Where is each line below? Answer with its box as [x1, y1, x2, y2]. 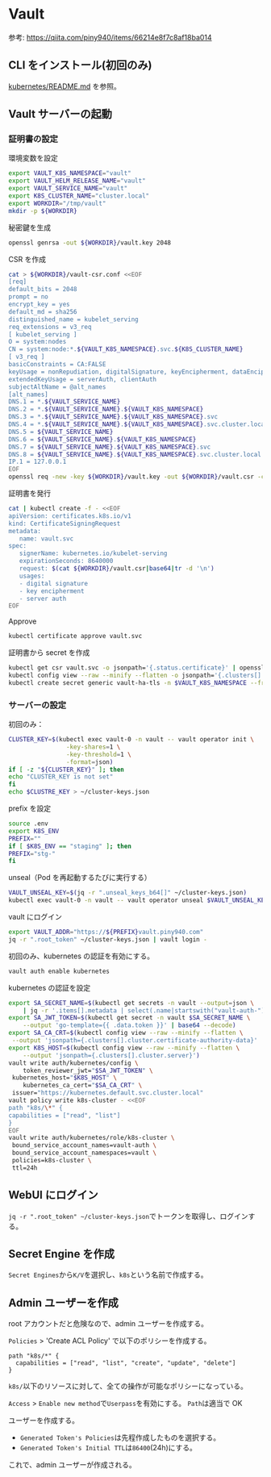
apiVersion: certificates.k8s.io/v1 [8, 511, 131, 520]
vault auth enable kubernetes [8, 967, 110, 975]
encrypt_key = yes [8, 300, 70, 309]
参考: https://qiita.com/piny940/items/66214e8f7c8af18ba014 [8, 32, 212, 42]
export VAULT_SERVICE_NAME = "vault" [8, 185, 128, 193]
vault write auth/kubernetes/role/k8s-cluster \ [8, 1134, 175, 1142]
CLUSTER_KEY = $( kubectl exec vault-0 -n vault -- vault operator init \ [8, 736, 254, 744]
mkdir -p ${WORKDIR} [8, 207, 78, 215]
